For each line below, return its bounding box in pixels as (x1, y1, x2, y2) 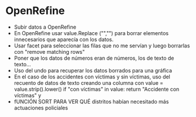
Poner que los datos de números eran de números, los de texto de (13, 54, 174, 61)
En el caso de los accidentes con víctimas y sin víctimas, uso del (13, 73, 171, 80)
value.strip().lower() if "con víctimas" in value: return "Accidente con (13, 85, 180, 92)
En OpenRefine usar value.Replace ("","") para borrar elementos (13, 29, 169, 36)
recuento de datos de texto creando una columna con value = (13, 79, 164, 86)
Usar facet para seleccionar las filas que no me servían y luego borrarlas (13, 42, 190, 49)
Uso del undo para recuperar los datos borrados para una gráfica (13, 67, 173, 74)
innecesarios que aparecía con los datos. (13, 36, 114, 43)
